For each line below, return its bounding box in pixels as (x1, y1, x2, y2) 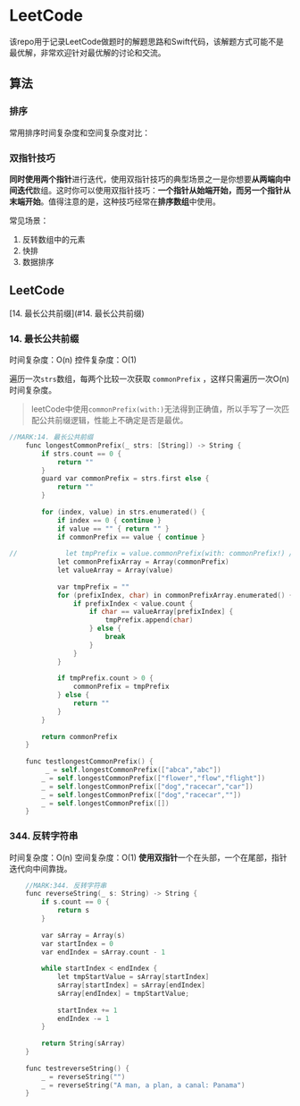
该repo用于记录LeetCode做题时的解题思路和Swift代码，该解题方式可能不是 (9, 36, 284, 47)
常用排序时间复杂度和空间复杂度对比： (9, 127, 150, 138)
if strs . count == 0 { (41, 449, 122, 458)
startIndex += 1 (56, 1006, 118, 1015)
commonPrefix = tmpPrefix (72, 682, 170, 692)
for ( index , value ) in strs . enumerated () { (41, 507, 205, 516)
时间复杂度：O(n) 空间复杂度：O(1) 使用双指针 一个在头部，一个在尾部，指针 (9, 852, 287, 863)
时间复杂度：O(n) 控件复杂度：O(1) (9, 354, 137, 365)
